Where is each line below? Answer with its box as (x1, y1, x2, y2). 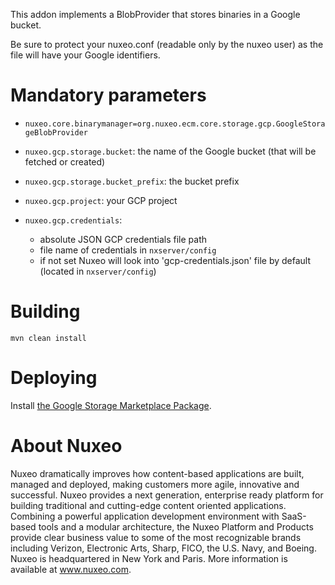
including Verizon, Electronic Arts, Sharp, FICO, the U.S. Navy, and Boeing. (10, 542, 317, 554)
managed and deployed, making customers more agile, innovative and (10, 478, 300, 490)
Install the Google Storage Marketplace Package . (10, 399, 212, 411)
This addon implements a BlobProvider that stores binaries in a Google (10, 9, 301, 20)
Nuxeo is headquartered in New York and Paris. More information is (10, 552, 288, 564)
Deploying (10, 367, 98, 389)
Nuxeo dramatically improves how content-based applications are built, (10, 467, 305, 479)
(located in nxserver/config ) (39, 265, 157, 277)
